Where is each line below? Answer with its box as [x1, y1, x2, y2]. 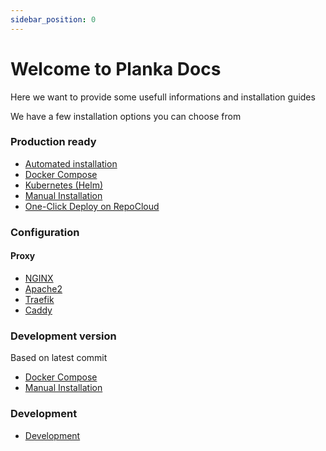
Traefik [24, 293, 55, 305]
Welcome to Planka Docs [10, 57, 222, 80]
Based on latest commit [10, 352, 108, 364]
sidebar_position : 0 [10, 14, 97, 25]
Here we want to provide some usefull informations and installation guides [10, 91, 316, 103]
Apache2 [24, 282, 63, 295]
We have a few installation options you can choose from [10, 110, 242, 122]
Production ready [10, 135, 97, 149]
